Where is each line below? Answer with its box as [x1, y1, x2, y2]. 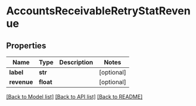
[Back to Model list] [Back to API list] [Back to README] [6, 93, 143, 100]
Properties [6, 40, 46, 51]
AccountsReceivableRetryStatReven [6, 4, 191, 18]
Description [59, 58, 94, 66]
